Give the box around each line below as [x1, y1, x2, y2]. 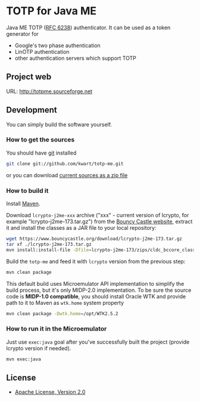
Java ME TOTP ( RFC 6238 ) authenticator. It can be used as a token [6, 24, 171, 31]
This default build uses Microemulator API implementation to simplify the [6, 280, 185, 287]
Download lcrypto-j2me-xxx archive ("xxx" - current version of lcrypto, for [6, 212, 189, 219]
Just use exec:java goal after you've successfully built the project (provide [6, 338, 190, 346]
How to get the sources [6, 135, 75, 144]
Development [6, 105, 58, 115]
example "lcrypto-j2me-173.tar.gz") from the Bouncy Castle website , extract [6, 218, 193, 225]
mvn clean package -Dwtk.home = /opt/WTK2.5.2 [6, 310, 118, 317]
